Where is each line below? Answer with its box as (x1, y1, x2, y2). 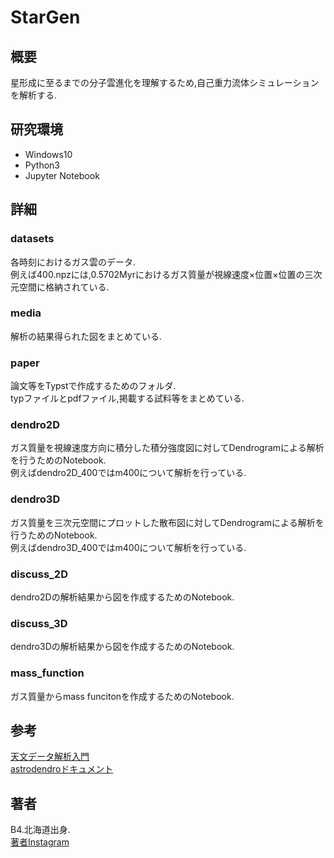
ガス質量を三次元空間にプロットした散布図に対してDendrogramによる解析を (10, 516, 325, 528)
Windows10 (24, 148, 73, 160)
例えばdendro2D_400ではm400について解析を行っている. (10, 467, 247, 479)
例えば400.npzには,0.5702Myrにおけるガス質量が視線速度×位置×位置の (10, 268, 305, 280)
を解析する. (10, 89, 58, 101)
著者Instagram (10, 836, 70, 848)
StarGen (10, 6, 81, 29)
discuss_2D (10, 567, 68, 581)
